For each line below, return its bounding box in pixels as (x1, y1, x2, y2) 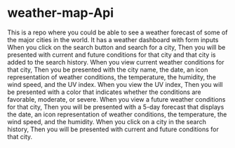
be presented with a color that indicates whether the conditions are (7, 88, 201, 96)
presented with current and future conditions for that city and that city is (7, 51, 216, 59)
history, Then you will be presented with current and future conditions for (7, 125, 219, 133)
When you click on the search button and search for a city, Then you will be (7, 43, 226, 51)
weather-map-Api (7, 5, 114, 21)
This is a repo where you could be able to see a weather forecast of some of (7, 28, 228, 36)
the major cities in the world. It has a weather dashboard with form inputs (7, 35, 219, 43)
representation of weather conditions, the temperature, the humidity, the (7, 72, 216, 81)
